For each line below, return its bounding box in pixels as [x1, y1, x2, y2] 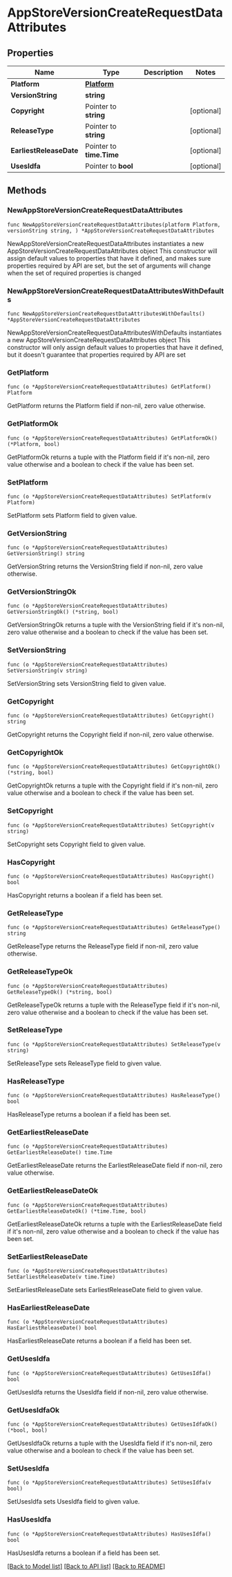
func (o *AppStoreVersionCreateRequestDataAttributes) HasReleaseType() [7, 1092, 221, 1099]
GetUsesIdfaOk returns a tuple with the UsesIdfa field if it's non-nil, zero [7, 1439, 213, 1447]
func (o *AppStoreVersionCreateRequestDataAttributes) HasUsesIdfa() [7, 1530, 212, 1538]
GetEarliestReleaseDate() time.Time [7, 1149, 113, 1156]
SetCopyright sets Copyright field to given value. [7, 840, 146, 848]
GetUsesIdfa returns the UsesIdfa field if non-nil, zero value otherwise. [7, 1388, 209, 1396]
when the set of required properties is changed [7, 268, 142, 277]
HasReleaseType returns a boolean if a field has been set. [7, 1110, 171, 1119]
